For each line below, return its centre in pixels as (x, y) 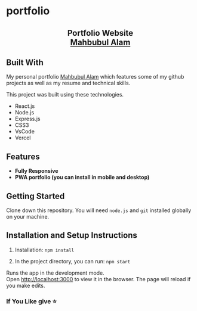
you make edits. (26, 285)
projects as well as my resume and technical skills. (68, 83)
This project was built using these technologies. (65, 95)
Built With (25, 62)
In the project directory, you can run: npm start (73, 261)
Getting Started (36, 196)
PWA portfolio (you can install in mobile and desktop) (82, 178)
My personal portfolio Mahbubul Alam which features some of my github (95, 77)
